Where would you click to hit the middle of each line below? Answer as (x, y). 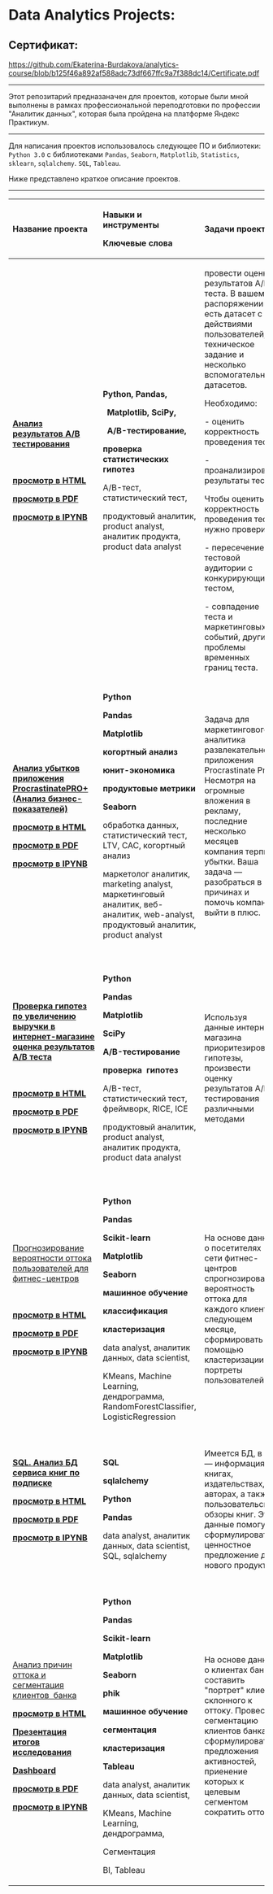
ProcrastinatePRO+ (50, 788)
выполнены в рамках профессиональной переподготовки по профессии (134, 105)
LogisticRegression (139, 1417)
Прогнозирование (48, 1248)
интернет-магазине (54, 1036)
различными (229, 1109)
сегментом (226, 1802)
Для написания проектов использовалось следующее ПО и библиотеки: (135, 146)
